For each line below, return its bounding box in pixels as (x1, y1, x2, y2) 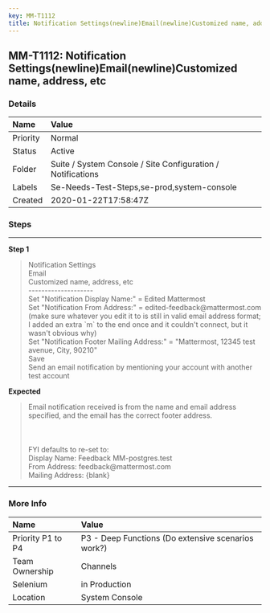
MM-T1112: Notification (8, 49, 127, 63)
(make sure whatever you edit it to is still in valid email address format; (27, 311, 261, 321)
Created (12, 194, 43, 206)
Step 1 (8, 244, 30, 254)
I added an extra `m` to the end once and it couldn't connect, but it (27, 320, 248, 329)
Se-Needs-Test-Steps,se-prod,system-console (51, 182, 237, 193)
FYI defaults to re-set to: (27, 445, 109, 455)
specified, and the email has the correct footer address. (27, 411, 213, 420)
